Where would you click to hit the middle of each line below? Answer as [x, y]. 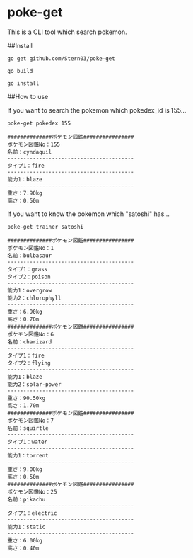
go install [23, 83]
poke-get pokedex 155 [39, 123]
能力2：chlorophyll [34, 298]
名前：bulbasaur [30, 256]
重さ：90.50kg [27, 398]
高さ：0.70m [23, 319]
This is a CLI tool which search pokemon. [67, 32]
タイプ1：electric [32, 513]
